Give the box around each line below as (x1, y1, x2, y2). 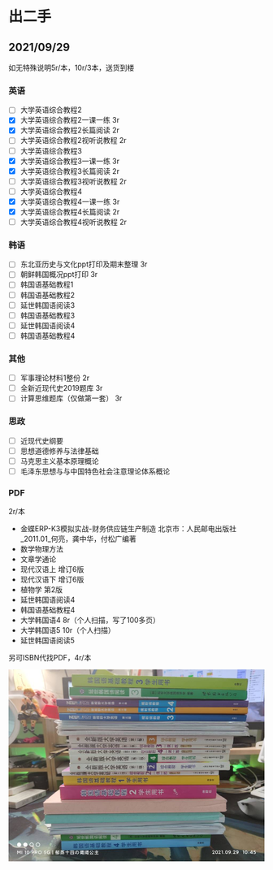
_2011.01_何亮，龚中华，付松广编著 (19, 534, 136, 544)
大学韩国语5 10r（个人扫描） (19, 625, 115, 635)
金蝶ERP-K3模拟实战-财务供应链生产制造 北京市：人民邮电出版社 (19, 524, 237, 534)
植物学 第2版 (19, 585, 63, 595)
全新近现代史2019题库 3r (19, 383, 103, 393)
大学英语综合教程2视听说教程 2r (19, 136, 128, 145)
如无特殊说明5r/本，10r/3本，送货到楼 (8, 63, 135, 72)
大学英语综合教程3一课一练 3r (19, 156, 120, 166)
